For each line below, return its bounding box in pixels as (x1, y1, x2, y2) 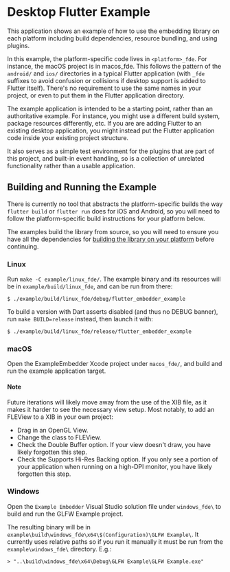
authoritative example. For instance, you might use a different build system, (7, 111, 220, 120)
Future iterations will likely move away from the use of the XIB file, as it (7, 398, 207, 406)
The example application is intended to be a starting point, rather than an (7, 104, 213, 113)
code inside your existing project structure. (7, 133, 129, 141)
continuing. (7, 242, 39, 251)
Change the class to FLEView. (16, 433, 102, 442)
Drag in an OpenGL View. (16, 426, 89, 434)
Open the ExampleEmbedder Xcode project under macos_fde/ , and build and (7, 360, 222, 368)
